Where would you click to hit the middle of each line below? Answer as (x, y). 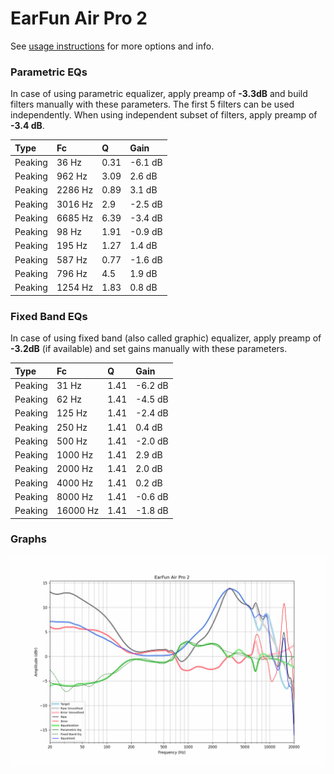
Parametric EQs (49, 72)
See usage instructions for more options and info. (112, 46)
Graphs (28, 539)
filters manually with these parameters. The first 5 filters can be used (152, 104)
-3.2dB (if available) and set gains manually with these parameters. (149, 349)
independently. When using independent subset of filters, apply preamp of (164, 115)
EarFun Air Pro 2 (79, 18)
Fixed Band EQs (49, 316)
